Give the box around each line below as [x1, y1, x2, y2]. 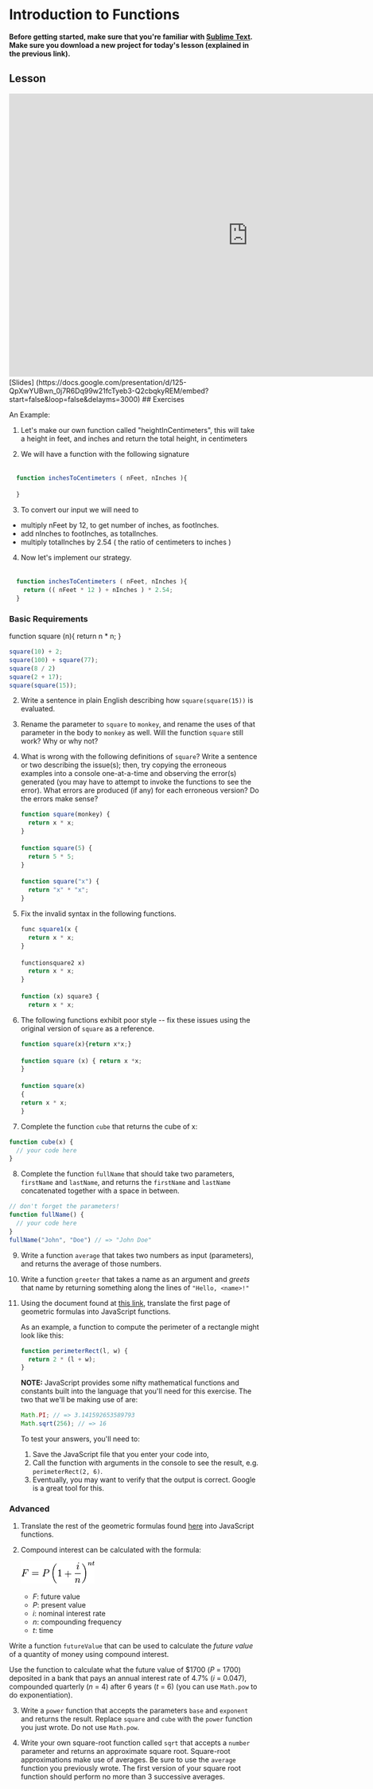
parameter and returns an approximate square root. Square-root [20, 1747, 231, 1756]
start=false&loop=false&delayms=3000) [9, 394, 141, 403]
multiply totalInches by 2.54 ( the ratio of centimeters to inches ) [20, 537, 231, 547]
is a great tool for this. [32, 1483, 105, 1493]
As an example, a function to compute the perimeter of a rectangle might [20, 1322, 259, 1331]
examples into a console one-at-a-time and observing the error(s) [20, 769, 237, 778]
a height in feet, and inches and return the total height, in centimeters [20, 434, 248, 443]
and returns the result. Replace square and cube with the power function [20, 1714, 253, 1724]
